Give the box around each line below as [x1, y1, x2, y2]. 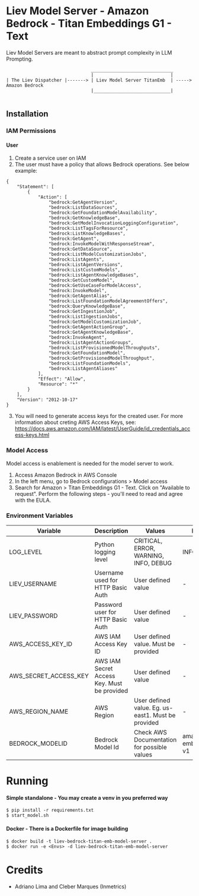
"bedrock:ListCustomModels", [48, 267, 120, 273]
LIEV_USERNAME [9, 580, 57, 588]
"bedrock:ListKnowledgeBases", [48, 230, 126, 237]
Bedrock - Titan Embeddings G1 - [6, 17, 172, 30]
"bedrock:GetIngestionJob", [48, 309, 118, 315]
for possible [134, 743, 167, 752]
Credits [6, 863, 43, 876]
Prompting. [6, 55, 34, 62]
